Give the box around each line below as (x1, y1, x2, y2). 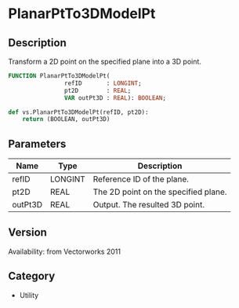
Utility (19, 290, 39, 299)
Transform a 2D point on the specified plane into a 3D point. (8, 57, 202, 66)
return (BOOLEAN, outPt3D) (22, 115, 110, 123)
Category (8, 269, 56, 283)
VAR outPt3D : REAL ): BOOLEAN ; (63, 93, 167, 102)
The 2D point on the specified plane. (92, 186, 227, 197)
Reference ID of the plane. (92, 174, 190, 185)
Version (8, 225, 47, 240)
